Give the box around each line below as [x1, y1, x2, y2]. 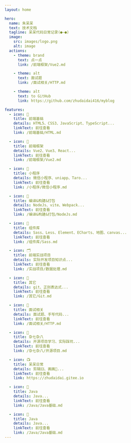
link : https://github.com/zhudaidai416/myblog [17, 98, 115, 103]
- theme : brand [13, 53, 45, 58]
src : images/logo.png [13, 39, 57, 44]
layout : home [4, 7, 31, 12]
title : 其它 [13, 280, 36, 285]
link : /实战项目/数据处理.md [13, 266, 67, 272]
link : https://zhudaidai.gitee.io [13, 376, 84, 381]
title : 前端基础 [13, 117, 44, 121]
